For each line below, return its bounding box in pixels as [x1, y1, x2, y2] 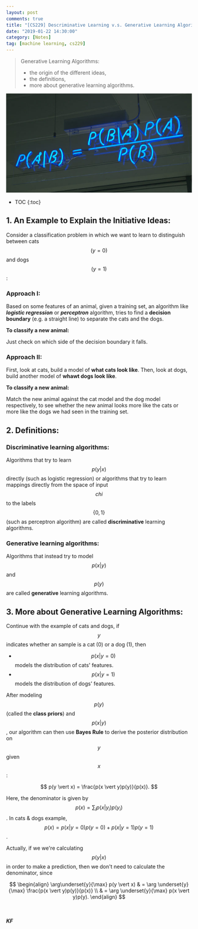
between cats [6, 237, 39, 245]
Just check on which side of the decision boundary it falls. [6, 338, 148, 345]
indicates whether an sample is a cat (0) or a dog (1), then [6, 641, 146, 648]
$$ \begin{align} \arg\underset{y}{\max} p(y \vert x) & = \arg [9, 881, 157, 888]
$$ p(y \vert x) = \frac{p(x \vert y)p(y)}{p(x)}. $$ [40, 784, 158, 791]
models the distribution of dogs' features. [14, 680, 116, 687]
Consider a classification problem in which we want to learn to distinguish [6, 231, 185, 238]
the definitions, [29, 76, 66, 82]
